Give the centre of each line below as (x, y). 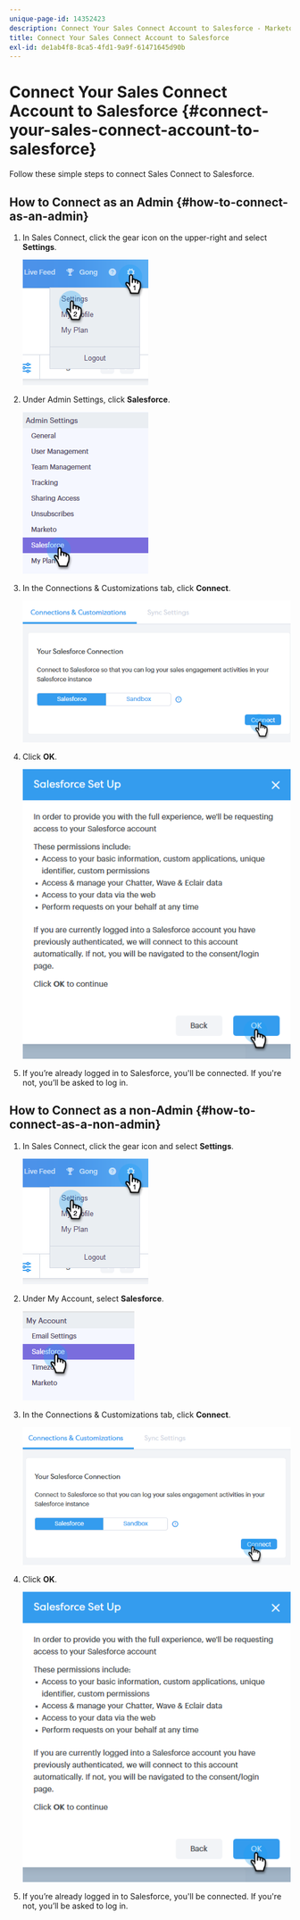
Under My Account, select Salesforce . (93, 1298)
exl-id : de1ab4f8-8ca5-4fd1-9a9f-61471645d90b (97, 47)
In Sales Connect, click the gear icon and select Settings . (128, 1146)
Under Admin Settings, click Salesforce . (96, 399)
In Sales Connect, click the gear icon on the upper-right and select (145, 238)
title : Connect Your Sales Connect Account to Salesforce (119, 38)
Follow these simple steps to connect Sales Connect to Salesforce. (132, 174)
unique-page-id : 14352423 (57, 19)
